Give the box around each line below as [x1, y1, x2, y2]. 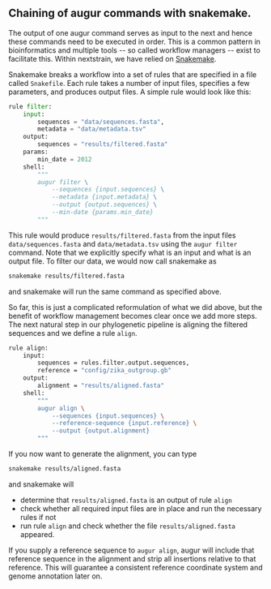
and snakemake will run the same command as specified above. [8, 286, 222, 296]
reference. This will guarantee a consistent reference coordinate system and [8, 562, 263, 572]
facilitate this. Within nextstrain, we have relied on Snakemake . [8, 54, 217, 63]
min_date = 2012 [37, 155, 92, 163]
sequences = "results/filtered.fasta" [37, 140, 168, 148]
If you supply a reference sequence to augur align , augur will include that [8, 545, 255, 555]
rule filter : [8, 102, 53, 110]
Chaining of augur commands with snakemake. [8, 6, 252, 20]
